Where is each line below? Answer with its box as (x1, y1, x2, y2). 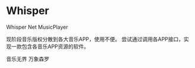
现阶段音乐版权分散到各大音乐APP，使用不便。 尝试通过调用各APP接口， (6, 35, 184, 42)
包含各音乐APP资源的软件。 (21, 43, 89, 50)
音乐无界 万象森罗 (6, 55, 49, 62)
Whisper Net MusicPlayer (6, 23, 68, 30)
